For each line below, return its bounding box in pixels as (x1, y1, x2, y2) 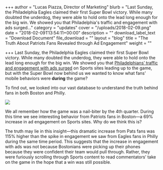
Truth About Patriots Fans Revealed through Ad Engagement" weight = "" (5, 40, 152, 46)
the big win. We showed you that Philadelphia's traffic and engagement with (5, 19, 158, 25)
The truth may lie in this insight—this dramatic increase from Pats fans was (5, 128, 155, 134)
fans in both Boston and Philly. (5, 90, 66, 96)
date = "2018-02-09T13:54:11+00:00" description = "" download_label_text (5, 30, 156, 35)
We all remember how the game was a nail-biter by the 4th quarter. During (5, 109, 154, 114)
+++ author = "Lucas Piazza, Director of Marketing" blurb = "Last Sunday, (5, 4, 153, 10)
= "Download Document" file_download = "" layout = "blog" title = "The (5, 35, 148, 41)
